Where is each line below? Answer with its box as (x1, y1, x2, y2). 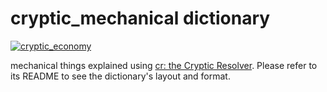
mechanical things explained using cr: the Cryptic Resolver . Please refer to (10, 59, 318, 71)
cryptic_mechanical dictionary (10, 7, 271, 30)
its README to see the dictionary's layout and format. (10, 70, 231, 82)
